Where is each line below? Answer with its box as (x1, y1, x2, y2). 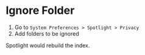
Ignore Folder (5, 4, 75, 18)
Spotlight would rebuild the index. (5, 42, 90, 49)
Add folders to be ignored (14, 30, 80, 37)
